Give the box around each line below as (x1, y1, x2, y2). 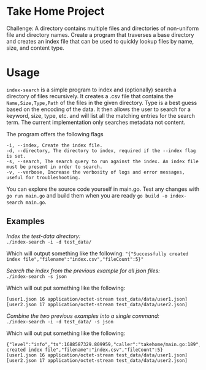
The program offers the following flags (6, 130, 104, 137)
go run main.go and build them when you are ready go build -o (6, 191, 167, 199)
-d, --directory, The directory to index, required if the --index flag (6, 147, 196, 154)
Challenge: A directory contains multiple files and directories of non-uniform (6, 25, 199, 32)
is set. (6, 153, 26, 159)
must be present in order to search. (6, 164, 103, 170)
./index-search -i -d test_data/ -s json (6, 318, 114, 325)
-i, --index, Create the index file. (6, 142, 103, 148)
